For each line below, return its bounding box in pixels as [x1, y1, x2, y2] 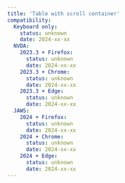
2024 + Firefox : [20, 113, 68, 120]
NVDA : [13, 42, 30, 49]
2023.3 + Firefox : [20, 49, 73, 56]
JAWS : [13, 107, 30, 114]
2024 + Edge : [20, 152, 58, 160]
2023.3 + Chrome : [20, 68, 71, 75]
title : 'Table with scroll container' [7, 10, 120, 17]
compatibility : [7, 17, 52, 24]
